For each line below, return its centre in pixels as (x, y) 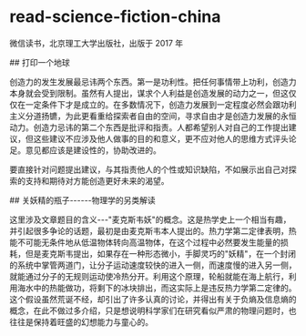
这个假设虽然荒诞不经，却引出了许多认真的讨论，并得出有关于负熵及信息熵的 (153, 299)
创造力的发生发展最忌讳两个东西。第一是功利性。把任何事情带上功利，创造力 (153, 81)
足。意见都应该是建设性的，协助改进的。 (85, 150)
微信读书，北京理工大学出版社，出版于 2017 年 (97, 43)
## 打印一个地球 (40, 62)
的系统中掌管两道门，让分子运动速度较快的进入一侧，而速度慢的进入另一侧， (153, 265)
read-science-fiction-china (115, 17)
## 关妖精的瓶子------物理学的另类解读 (83, 200)
